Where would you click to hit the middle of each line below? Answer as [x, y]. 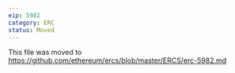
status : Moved [32, 30]
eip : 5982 [25, 15]
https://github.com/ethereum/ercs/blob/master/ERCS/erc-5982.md [117, 60]
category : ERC [32, 23]
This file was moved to [45, 53]
